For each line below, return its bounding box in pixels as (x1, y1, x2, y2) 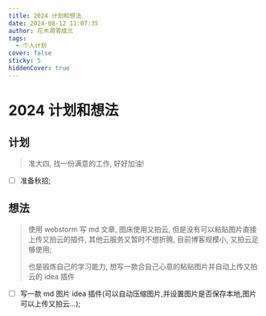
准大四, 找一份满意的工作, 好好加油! (27, 158, 145, 168)
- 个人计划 (15, 42, 47, 50)
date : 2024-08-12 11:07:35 (8, 19, 99, 27)
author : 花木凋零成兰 (8, 27, 74, 35)
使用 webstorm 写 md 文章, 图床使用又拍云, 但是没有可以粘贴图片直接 (27, 224, 257, 234)
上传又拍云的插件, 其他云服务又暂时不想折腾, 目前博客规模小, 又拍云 (27, 234, 252, 244)
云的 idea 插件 (27, 271, 75, 281)
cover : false (8, 49, 52, 57)
